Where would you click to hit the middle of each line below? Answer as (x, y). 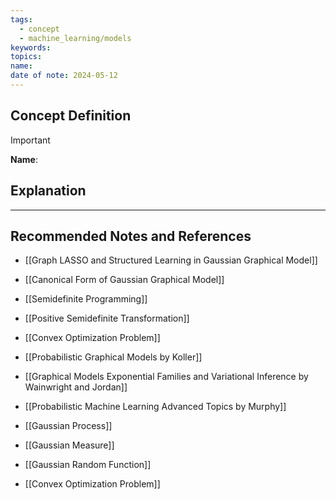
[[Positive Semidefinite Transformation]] (107, 318)
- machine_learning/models (75, 38)
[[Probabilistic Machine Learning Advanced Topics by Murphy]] (155, 407)
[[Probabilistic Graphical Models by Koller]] (113, 357)
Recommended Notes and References (131, 236)
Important (30, 140)
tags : (21, 19)
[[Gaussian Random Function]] (88, 465)
